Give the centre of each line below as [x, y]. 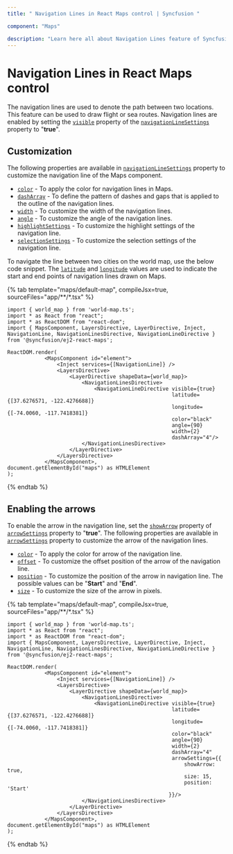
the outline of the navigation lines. [66, 204]
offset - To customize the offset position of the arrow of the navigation [119, 561]
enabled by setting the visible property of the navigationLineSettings [108, 122]
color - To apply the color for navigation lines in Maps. [95, 189]
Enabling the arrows [51, 509]
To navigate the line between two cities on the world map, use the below [111, 261]
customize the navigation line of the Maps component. [85, 175]
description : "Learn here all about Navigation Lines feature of [103, 39]
